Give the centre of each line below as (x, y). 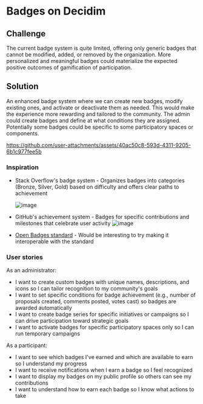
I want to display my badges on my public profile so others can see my (103, 377)
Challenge (26, 34)
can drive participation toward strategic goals (72, 321)
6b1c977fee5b (24, 151)
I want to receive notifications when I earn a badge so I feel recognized (104, 370)
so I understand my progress (51, 364)
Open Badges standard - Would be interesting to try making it (92, 235)
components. (23, 133)
